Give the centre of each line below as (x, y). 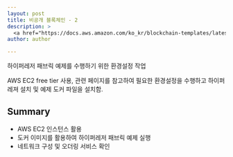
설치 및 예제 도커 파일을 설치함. (61, 89)
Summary (29, 111)
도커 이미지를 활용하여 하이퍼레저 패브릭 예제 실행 (84, 137)
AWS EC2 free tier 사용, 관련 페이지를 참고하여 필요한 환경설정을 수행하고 (107, 81)
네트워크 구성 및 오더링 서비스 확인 (63, 146)
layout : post (26, 13)
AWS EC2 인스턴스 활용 (49, 129)
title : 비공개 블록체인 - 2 (43, 20)
